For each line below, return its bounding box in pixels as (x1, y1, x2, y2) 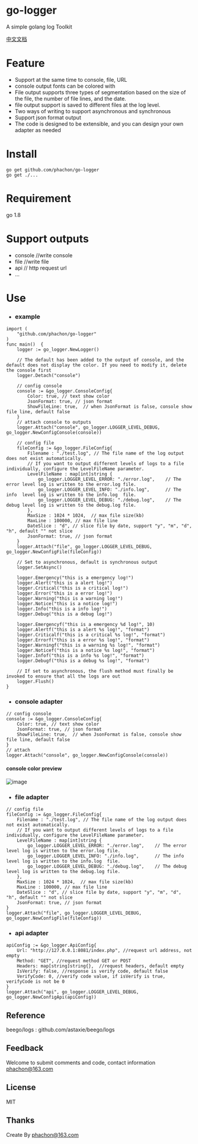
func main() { (6, 341, 44, 347)
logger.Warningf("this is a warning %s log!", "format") (17, 643, 161, 648)
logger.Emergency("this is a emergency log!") (17, 575, 134, 581)
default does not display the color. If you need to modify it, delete (6, 362, 187, 368)
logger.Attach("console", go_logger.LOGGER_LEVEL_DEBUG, (17, 424, 161, 430)
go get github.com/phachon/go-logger (6, 167, 100, 172)
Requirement (6, 192, 71, 205)
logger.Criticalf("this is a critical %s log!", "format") (17, 632, 166, 638)
